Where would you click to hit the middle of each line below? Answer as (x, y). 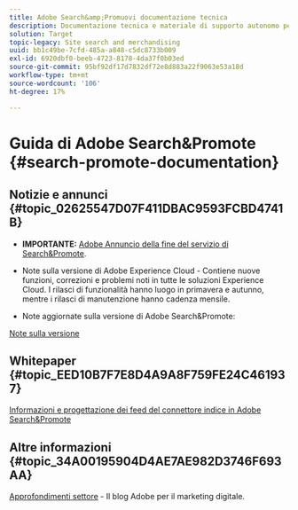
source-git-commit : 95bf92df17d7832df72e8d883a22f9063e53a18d (126, 67)
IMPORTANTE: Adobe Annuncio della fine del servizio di (125, 244)
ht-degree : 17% (37, 91)
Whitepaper (43, 361)
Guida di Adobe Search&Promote (133, 143)
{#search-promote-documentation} (144, 162)
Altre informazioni (60, 447)
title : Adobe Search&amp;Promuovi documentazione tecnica (118, 17)
